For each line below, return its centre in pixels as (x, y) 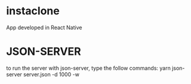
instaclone (33, 11)
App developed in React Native (44, 27)
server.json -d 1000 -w (51, 74)
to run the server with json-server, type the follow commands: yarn (89, 68)
